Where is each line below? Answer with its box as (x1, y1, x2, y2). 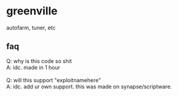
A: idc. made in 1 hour (6, 64, 61, 71)
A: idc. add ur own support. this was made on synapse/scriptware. (6, 83, 173, 90)
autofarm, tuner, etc (6, 24, 56, 31)
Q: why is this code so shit (6, 57, 72, 64)
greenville (6, 4, 58, 18)
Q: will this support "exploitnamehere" (6, 76, 101, 83)
